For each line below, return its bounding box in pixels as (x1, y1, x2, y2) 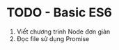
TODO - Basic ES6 (6, 5, 113, 21)
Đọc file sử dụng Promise (16, 34, 90, 42)
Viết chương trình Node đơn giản (16, 27, 111, 36)
